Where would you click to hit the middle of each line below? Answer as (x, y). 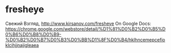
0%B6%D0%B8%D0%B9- (33, 34)
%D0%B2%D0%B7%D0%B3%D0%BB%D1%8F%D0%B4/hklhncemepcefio (85, 40)
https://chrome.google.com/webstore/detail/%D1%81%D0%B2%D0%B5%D (86, 29)
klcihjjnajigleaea (22, 45)
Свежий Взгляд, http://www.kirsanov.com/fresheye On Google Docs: (78, 23)
